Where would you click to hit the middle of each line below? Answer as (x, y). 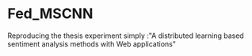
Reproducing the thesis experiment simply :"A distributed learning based (126, 35)
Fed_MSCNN (50, 14)
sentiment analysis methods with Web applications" (92, 43)
